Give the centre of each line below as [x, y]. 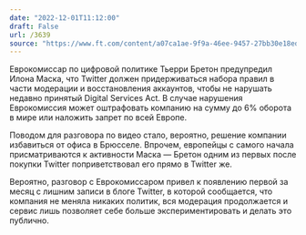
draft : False [34, 26]
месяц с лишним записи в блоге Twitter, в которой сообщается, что [141, 191]
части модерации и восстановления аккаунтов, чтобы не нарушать [141, 88]
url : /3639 [30, 35]
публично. [30, 220]
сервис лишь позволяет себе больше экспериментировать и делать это [151, 211]
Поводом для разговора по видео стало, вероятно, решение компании [148, 135]
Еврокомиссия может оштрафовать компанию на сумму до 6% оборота [151, 108]
